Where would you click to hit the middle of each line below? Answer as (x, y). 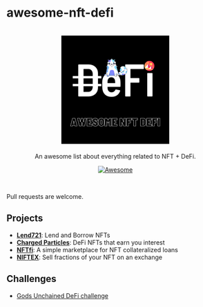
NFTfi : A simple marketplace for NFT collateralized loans (97, 249)
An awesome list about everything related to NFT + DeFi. (115, 156)
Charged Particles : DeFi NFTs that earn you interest (90, 242)
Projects (25, 219)
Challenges (31, 279)
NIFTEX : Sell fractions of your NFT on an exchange (89, 257)
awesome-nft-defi (60, 13)
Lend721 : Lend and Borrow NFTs (63, 235)
